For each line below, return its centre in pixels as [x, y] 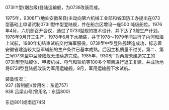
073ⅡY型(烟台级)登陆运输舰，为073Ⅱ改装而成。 [54, 7]
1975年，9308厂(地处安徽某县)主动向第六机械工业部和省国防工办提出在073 [83, 18]
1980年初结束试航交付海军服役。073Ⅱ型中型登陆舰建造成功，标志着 [92, 43]
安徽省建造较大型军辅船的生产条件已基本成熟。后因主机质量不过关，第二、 [82, 49]
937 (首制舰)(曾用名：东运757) [37, 85]
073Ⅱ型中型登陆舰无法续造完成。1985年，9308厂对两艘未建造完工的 [84, 56]
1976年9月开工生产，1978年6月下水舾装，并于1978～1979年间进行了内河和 [82, 37]
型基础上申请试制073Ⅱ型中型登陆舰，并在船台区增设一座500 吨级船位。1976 [84, 24]
